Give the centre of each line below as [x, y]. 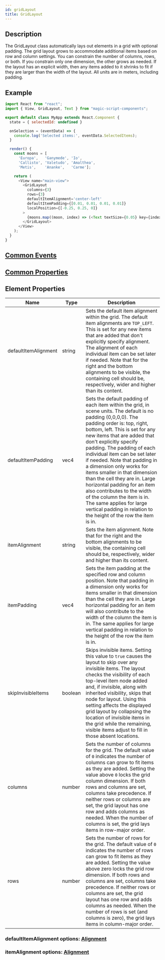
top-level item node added [117, 681]
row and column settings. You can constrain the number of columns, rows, [80, 57]
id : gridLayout [21, 10]
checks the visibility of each [118, 675]
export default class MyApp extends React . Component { [62, 117]
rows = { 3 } [36, 195]
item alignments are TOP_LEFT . [120, 323]
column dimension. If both [116, 781]
